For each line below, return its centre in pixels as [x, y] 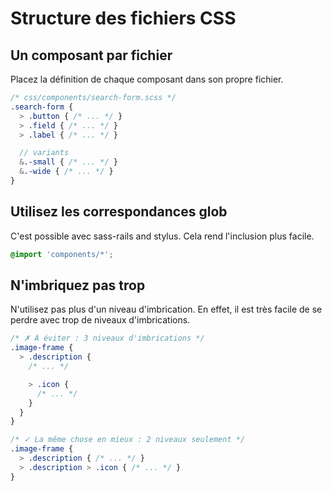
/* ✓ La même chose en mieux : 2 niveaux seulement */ [128, 440]
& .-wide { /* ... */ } [66, 172]
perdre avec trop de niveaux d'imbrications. [100, 320]
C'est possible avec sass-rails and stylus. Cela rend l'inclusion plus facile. [162, 236]
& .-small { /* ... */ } [68, 162]
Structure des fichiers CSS [123, 18]
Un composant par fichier [91, 55]
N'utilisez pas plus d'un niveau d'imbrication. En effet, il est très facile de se [166, 309]
